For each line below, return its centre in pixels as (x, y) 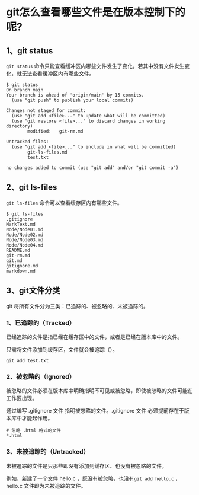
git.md (14, 261)
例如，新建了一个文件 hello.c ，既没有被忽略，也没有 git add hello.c (90, 478)
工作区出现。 (22, 398)
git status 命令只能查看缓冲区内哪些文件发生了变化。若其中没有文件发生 (95, 66)
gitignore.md (22, 266)
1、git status (30, 51)
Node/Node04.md (25, 245)
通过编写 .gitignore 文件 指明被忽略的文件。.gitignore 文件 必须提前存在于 (95, 411)
